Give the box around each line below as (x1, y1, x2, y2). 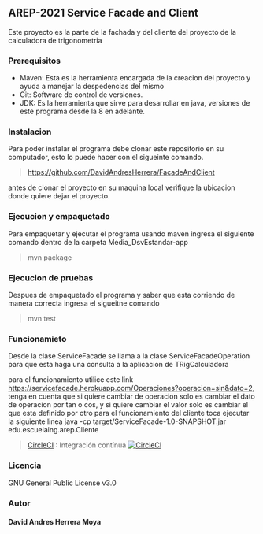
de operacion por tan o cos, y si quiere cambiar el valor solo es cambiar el (8, 400, 249, 410)
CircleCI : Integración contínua (27, 440, 127, 450)
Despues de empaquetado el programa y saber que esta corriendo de (8, 291, 235, 299)
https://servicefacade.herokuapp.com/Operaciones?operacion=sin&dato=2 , (8, 384, 255, 393)
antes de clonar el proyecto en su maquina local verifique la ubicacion (8, 183, 235, 192)
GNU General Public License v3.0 (8, 478, 117, 488)
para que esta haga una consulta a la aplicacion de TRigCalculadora (8, 360, 229, 369)
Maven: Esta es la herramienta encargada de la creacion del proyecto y (19, 73, 251, 83)
